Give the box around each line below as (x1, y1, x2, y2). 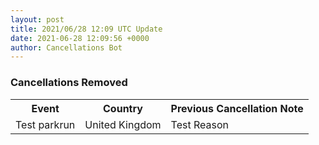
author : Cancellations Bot (10, 42, 123, 53)
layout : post (10, 14, 65, 25)
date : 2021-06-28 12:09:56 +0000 (10, 33, 150, 43)
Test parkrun (15, 117, 76, 131)
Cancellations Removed (10, 76, 128, 90)
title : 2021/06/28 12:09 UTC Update (10, 24, 163, 34)
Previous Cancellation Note (170, 101, 304, 115)
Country (103, 101, 143, 115)
